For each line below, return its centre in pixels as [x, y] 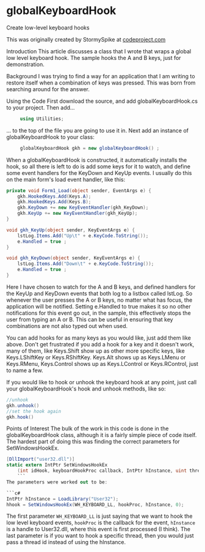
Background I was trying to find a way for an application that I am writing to [101, 76]
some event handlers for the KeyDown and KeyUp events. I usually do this [99, 173]
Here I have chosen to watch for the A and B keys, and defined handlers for [101, 287]
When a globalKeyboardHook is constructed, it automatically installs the [97, 160]
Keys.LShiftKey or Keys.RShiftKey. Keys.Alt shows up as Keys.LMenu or [96, 357]
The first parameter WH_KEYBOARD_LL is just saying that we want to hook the [99, 516]
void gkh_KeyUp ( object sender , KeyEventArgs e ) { [71, 230]
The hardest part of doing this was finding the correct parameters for [93, 442]
